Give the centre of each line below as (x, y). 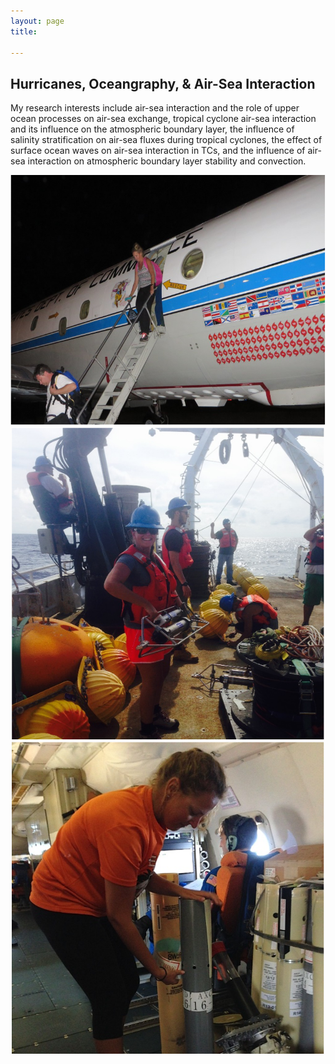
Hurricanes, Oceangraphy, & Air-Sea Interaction (163, 83)
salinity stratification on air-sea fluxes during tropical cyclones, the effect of (166, 140)
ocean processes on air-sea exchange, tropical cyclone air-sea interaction (163, 119)
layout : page (37, 21)
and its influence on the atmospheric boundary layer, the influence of (152, 129)
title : (24, 31)
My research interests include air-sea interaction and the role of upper (155, 108)
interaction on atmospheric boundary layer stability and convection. (167, 161)
